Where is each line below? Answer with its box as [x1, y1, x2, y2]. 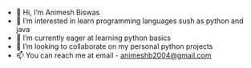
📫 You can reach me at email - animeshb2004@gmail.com [15, 50, 212, 60]
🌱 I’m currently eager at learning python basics [15, 33, 171, 42]
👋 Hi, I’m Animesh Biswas [15, 8, 100, 17]
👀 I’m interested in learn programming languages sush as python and [15, 16, 244, 26]
